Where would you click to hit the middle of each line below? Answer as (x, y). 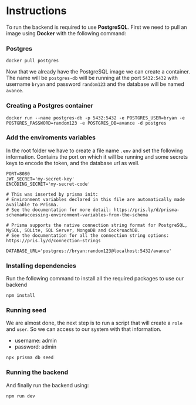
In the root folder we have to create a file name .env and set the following (94, 150)
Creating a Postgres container (50, 106)
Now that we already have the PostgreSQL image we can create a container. (98, 72)
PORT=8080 (18, 174)
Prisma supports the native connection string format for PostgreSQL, (99, 225)
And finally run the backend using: (48, 385)
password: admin (36, 347)
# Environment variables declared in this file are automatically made (95, 199)
